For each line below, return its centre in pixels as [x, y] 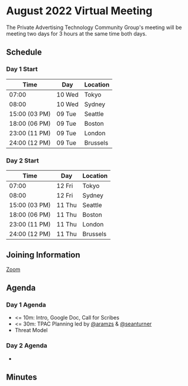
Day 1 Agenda [26, 305]
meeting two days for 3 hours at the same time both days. [77, 33]
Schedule [24, 52]
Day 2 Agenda [27, 346]
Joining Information [43, 255]
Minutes [22, 377]
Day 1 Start [22, 69]
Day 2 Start [23, 160]
